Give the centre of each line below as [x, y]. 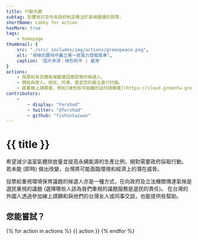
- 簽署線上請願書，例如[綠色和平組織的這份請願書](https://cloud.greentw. [100, 88]
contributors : [24, 94]
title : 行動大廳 [24, 11]
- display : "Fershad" [54, 104]
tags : [13, 34]
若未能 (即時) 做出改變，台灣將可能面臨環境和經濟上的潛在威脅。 [85, 169]
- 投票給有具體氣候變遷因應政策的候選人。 [61, 77]
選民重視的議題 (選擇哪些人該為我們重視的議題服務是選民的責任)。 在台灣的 [97, 189]
